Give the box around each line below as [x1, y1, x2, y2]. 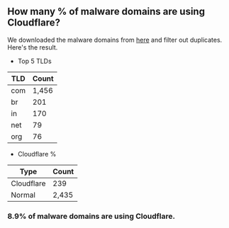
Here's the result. [7, 42, 58, 52]
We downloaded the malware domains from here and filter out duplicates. [7, 35, 223, 44]
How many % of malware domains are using [7, 6, 206, 18]
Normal [11, 190, 35, 200]
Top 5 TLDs [17, 57, 52, 65]
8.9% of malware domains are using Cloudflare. [7, 211, 176, 221]
